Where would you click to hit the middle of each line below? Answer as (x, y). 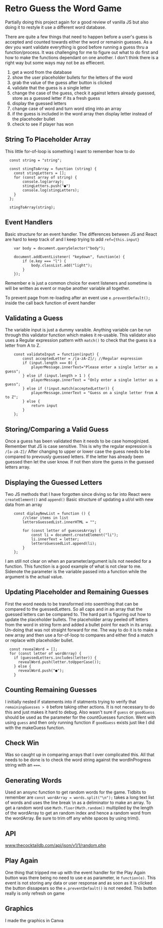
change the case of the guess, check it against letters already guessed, (84, 93)
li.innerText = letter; (55, 539)
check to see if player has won (43, 124)
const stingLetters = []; (40, 173)
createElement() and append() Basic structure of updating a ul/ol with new (79, 499)
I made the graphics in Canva (35, 920)
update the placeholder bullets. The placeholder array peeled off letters (77, 619)
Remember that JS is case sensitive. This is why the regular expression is (79, 446)
